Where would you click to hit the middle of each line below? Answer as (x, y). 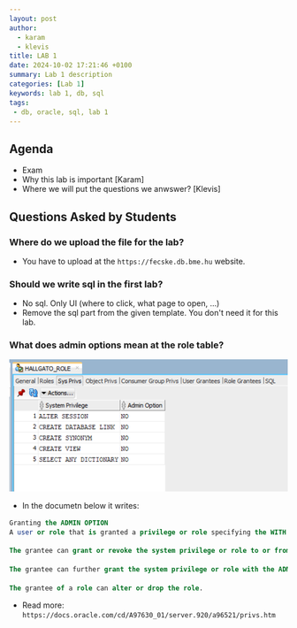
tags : (19, 103)
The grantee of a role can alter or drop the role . (106, 588)
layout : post (33, 19)
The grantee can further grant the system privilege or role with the (142, 570)
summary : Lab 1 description (61, 75)
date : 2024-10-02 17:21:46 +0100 (71, 65)
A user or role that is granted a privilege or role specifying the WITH (148, 532)
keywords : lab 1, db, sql (57, 93)
